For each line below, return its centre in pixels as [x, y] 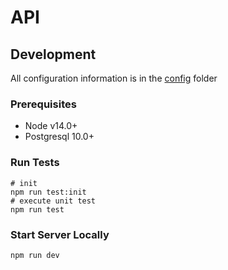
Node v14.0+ [51, 126]
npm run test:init [48, 192]
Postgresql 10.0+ [59, 137]
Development [53, 54]
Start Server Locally [60, 234]
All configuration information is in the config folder [114, 78]
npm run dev [35, 255]
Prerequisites [43, 104]
